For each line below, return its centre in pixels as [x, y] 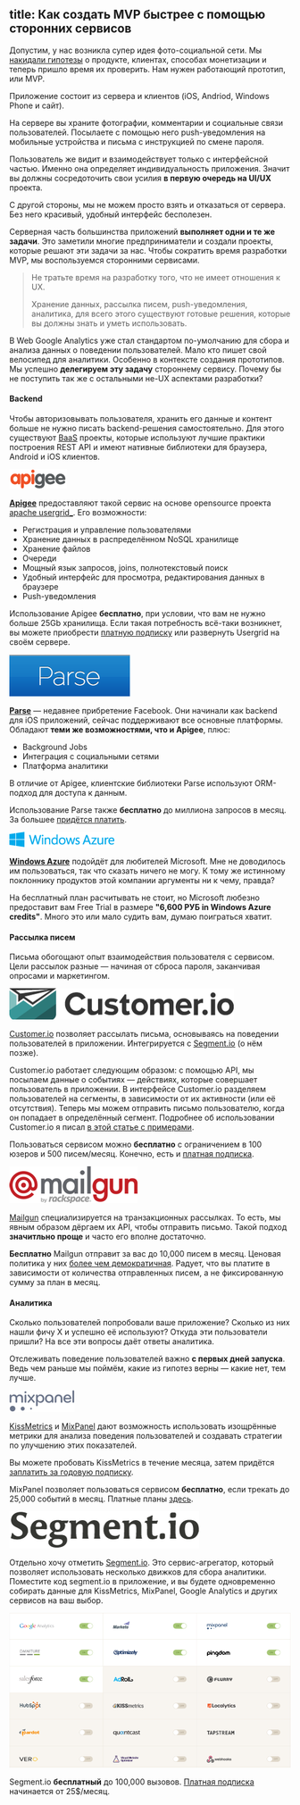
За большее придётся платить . [68, 820]
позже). [24, 1053]
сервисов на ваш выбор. [56, 1600]
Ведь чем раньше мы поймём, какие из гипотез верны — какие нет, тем [148, 1368]
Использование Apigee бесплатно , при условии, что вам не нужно [137, 614]
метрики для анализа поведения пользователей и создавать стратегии [146, 1436]
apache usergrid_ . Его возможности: [78, 513]
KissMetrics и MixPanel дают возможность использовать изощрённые [143, 1426]
